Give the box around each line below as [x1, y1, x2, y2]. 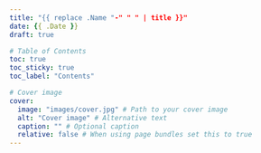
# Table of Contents [9, 46, 88, 55]
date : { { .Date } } [9, 22, 79, 31]
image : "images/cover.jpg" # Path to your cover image [17, 105, 228, 114]
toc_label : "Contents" [9, 72, 95, 81]
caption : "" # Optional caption [17, 121, 140, 131]
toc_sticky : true [9, 63, 75, 72]
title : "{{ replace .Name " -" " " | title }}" [9, 13, 188, 23]
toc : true [9, 55, 47, 64]
